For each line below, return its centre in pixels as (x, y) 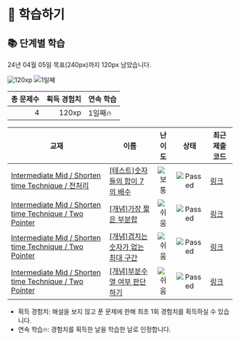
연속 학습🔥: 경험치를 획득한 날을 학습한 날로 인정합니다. (94, 329)
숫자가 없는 (126, 247)
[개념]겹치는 (129, 236)
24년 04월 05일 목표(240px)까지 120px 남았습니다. (79, 65)
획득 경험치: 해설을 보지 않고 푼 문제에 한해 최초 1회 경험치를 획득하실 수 (117, 311)
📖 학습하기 (36, 15)
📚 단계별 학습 (36, 43)
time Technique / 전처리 (50, 186)
